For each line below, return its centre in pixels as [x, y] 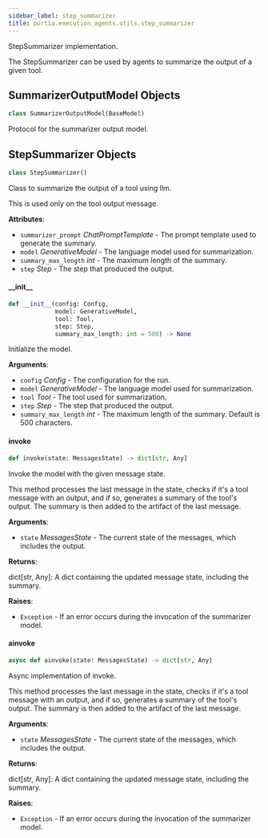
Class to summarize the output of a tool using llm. [90, 188]
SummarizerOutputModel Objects [94, 95]
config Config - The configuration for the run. [95, 380]
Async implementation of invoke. [62, 675]
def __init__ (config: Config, [59, 304]
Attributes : [27, 219]
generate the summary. [58, 243]
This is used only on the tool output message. [83, 203]
